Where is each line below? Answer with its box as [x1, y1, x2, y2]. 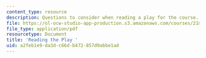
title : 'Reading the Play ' [6, 37, 78, 43]
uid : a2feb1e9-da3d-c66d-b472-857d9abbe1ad [6, 43, 120, 49]
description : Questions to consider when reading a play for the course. [6, 14, 199, 21]
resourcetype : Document [6, 31, 67, 37]
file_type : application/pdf [6, 25, 78, 32]
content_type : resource [6, 8, 67, 15]
